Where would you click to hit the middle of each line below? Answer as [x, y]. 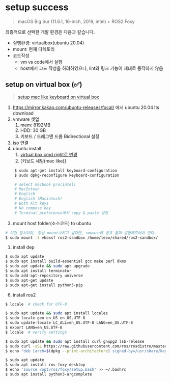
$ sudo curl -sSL [24, 346]
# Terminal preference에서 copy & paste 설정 [61, 213]
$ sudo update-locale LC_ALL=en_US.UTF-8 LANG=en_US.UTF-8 [69, 323]
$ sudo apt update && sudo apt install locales [57, 313]
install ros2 [24, 295]
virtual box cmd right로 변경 [49, 154]
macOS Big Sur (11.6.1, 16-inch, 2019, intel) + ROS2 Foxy [76, 21]
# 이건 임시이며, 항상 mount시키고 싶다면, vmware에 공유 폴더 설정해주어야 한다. [81, 233]
